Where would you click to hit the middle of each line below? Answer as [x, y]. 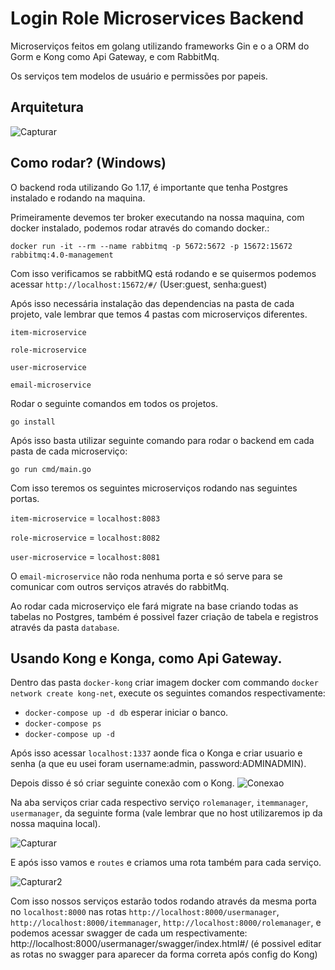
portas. [25, 498]
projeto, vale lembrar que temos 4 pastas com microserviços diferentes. [159, 314]
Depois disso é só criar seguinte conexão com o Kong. [122, 783]
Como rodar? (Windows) [88, 163]
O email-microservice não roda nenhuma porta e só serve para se [146, 576]
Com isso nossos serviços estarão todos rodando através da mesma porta [163, 901]
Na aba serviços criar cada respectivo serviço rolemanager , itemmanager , [159, 803]
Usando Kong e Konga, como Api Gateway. [146, 658]
